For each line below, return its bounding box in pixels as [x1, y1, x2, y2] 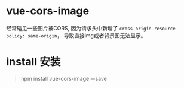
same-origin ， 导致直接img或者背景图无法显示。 [27, 32, 146, 39]
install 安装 [6, 55, 61, 69]
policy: [6, 33, 26, 39]
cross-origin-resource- [119, 26, 179, 32]
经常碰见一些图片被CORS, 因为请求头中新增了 [6, 24, 118, 32]
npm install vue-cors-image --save [20, 75, 108, 82]
